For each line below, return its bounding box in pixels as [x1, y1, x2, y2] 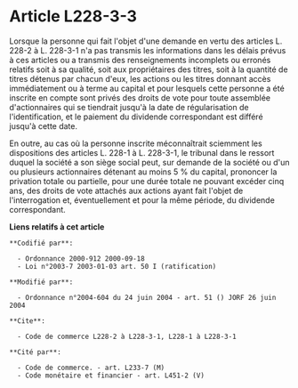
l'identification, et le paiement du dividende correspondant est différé [9, 111, 264, 122]
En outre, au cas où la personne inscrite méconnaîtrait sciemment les [9, 138, 262, 149]
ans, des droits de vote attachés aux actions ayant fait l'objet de [9, 185, 244, 196]
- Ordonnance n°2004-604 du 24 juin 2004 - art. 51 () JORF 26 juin [17, 293, 277, 302]
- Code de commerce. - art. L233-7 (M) [17, 363, 165, 372]
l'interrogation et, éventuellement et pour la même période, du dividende [9, 194, 276, 206]
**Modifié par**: [9, 278, 74, 287]
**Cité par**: [9, 347, 62, 357]
